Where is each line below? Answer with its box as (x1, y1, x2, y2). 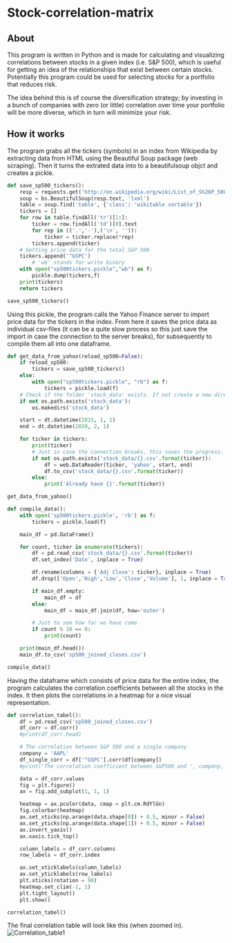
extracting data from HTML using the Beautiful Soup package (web (7, 154, 198, 162)
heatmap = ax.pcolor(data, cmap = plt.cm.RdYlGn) (19, 800, 166, 807)
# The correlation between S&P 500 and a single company (19, 744, 187, 751)
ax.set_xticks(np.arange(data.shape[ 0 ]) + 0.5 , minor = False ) (19, 814, 206, 821)
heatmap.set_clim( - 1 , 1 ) (19, 884, 91, 890)
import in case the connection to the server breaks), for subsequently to (7, 332, 213, 340)
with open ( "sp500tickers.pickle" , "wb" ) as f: (19, 266, 153, 273)
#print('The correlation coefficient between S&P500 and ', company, (19, 762, 224, 769)
